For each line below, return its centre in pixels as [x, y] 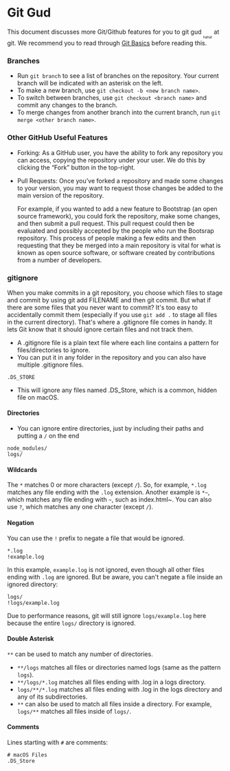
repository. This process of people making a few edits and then [106, 238]
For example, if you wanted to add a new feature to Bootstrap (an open [117, 209]
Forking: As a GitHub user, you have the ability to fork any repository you [120, 152]
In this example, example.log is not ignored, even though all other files [106, 569]
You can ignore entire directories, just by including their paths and [110, 429]
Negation [21, 522]
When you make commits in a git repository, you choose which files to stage [115, 292]
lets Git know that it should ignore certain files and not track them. [101, 329]
